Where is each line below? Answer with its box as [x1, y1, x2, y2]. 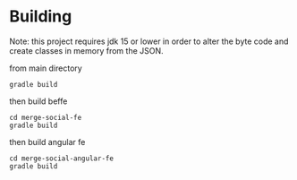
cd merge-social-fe [9, 113, 82, 122]
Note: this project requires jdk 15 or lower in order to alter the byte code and [9, 36, 289, 47]
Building [9, 6, 72, 27]
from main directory [9, 63, 82, 73]
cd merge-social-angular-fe [9, 154, 115, 163]
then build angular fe [9, 136, 86, 147]
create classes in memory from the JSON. [9, 45, 164, 56]
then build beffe [9, 96, 68, 107]
